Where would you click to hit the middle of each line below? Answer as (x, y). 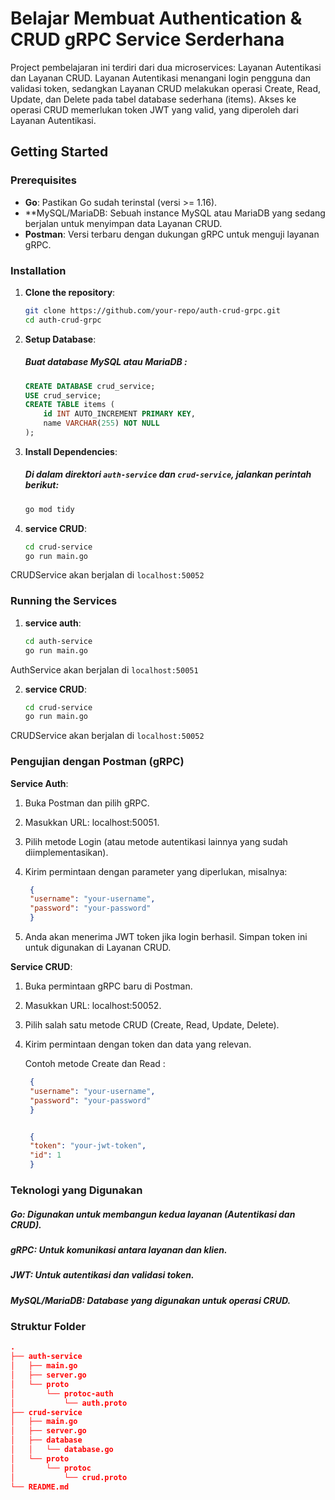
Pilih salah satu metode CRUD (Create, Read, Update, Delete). (152, 1025)
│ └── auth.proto (69, 1403)
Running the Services (64, 601)
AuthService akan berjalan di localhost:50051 (104, 669)
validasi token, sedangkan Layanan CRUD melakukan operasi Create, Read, (166, 88)
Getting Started (59, 152)
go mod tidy (49, 509)
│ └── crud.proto (69, 1477)
